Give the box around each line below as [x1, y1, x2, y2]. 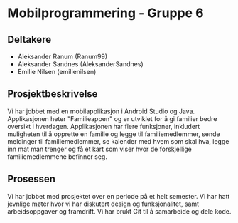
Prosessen [7, 173, 55, 185]
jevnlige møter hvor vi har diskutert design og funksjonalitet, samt [7, 199, 200, 208]
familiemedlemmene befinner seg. [7, 152, 108, 161]
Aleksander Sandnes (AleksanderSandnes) [17, 60, 144, 68]
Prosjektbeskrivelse [7, 88, 98, 100]
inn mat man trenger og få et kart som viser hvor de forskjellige [7, 145, 192, 153]
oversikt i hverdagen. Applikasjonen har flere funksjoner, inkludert [7, 122, 200, 130]
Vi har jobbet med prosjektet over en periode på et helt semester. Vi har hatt [7, 192, 230, 200]
